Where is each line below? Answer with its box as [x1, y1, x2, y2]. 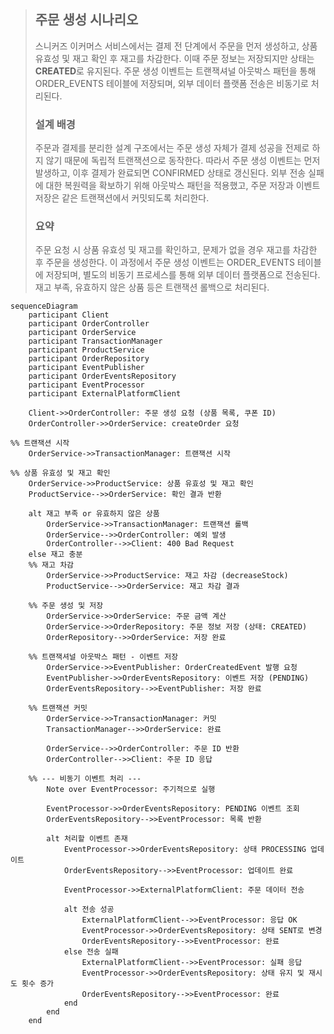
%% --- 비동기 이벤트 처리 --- [28, 774, 142, 784]
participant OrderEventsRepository [28, 371, 177, 382]
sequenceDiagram [10, 301, 78, 312]
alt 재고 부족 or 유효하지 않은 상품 [28, 509, 160, 519]
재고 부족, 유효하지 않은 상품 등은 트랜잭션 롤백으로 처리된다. [34, 281, 270, 294]
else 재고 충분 [28, 550, 83, 560]
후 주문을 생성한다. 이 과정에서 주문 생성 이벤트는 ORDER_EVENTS [34, 256, 295, 269]
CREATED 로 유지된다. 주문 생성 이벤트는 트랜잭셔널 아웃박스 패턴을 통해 [34, 65, 317, 77]
